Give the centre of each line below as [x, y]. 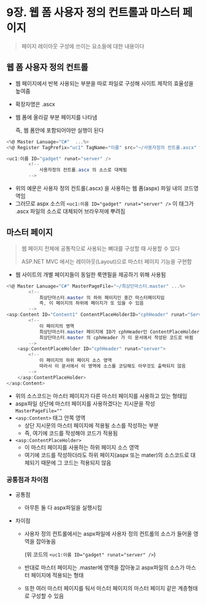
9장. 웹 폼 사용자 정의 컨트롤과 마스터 [93, 13]
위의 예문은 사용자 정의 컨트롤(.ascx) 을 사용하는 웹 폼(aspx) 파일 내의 [99, 188]
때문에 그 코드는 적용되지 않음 [76, 463]
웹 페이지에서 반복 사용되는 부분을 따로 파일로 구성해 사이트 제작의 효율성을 [105, 83]
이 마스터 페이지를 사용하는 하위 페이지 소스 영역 [82, 447]
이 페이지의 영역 [57, 326]
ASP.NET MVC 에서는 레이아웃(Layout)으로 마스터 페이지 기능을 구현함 [106, 261]
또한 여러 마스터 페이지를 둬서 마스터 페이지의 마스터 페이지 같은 [100, 588]
